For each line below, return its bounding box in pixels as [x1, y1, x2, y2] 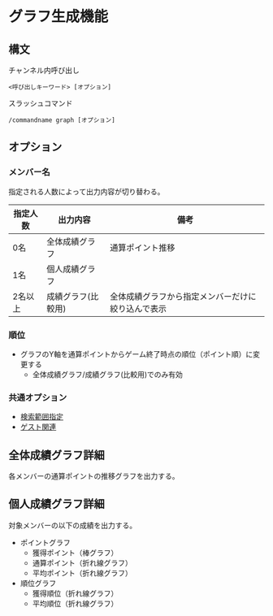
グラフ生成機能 [8, 7, 109, 26]
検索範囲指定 [19, 412, 63, 422]
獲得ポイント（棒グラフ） [32, 548, 119, 557]
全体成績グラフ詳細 [8, 448, 105, 462]
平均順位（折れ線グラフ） [32, 598, 119, 608]
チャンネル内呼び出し [8, 66, 80, 75]
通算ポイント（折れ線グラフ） [32, 557, 132, 567]
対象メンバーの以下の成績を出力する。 [8, 520, 136, 530]
